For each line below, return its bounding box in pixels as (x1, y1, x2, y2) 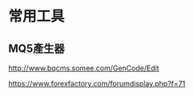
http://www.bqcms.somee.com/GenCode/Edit (8, 63, 160, 73)
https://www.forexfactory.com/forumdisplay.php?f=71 (8, 79, 186, 88)
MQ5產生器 (8, 42, 65, 55)
